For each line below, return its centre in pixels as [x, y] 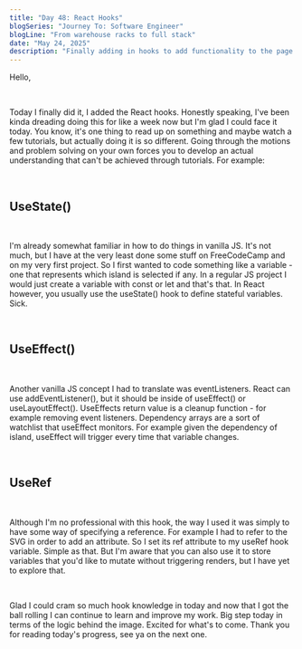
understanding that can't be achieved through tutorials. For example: [137, 160]
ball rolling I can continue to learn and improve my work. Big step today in [146, 615]
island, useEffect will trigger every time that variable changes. [124, 436]
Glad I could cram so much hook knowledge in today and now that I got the [149, 605]
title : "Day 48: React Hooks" [66, 18]
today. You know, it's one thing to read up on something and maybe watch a [151, 131]
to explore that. [38, 570]
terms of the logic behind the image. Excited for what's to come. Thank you [150, 625]
